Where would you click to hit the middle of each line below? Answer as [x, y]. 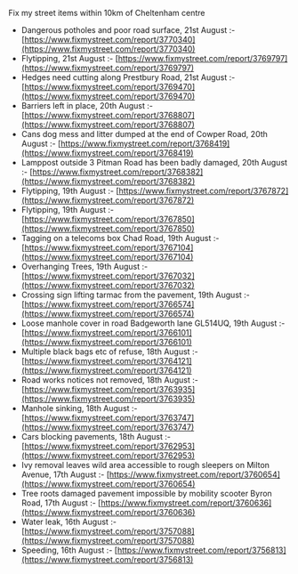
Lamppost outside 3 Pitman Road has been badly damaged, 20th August [154, 162]
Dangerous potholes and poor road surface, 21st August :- [128, 30]
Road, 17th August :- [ [61, 503]
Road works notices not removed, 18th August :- [110, 380]
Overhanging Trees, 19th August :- [85, 267]
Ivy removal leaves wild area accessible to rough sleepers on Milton [145, 465]
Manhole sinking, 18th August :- [80, 408]
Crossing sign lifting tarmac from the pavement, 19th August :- [136, 295]
